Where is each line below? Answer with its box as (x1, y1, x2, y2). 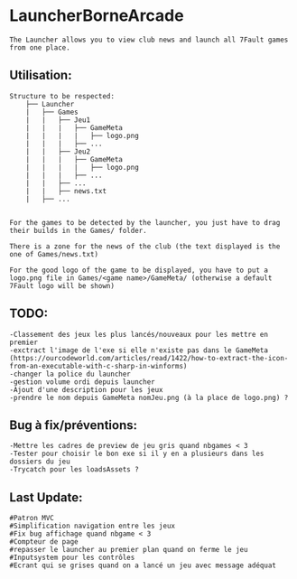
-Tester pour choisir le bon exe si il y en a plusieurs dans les (9, 449, 265, 459)
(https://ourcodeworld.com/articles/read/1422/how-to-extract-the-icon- (9, 353, 289, 362)
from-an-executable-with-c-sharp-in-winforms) (9, 361, 188, 370)
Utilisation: (9, 68, 72, 83)
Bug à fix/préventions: (9, 417, 138, 433)
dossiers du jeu (9, 457, 70, 466)
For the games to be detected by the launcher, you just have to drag (9, 218, 281, 227)
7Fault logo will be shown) (9, 281, 116, 290)
